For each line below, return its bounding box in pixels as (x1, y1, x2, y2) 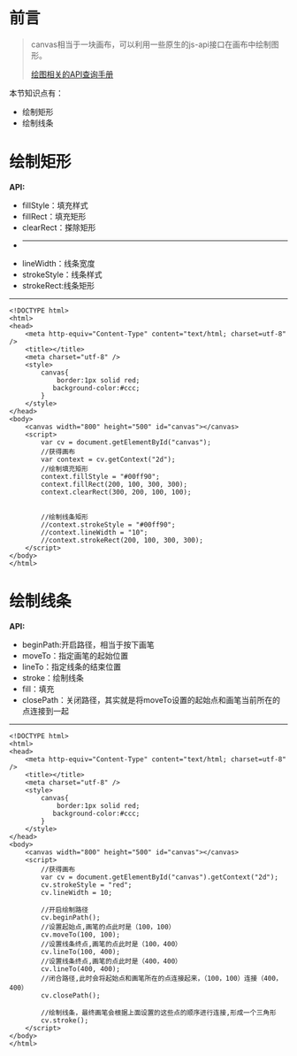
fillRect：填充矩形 (21, 211, 87, 221)
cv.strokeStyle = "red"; (41, 880, 133, 890)
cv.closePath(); (41, 990, 101, 1000)
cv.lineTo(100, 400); (41, 947, 121, 956)
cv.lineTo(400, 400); (41, 964, 121, 974)
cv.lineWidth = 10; (41, 888, 113, 897)
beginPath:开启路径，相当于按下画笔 (21, 639, 155, 650)
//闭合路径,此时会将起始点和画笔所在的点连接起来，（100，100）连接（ (41, 974, 264, 983)
